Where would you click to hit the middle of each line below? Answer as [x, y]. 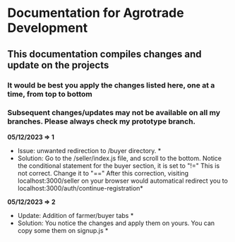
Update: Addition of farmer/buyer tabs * [76, 215]
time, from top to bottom [50, 94]
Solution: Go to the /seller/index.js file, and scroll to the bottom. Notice [120, 158]
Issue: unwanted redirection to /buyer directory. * [89, 150]
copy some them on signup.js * [63, 230]
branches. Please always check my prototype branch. [102, 121]
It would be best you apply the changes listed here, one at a [111, 85]
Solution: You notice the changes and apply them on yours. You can [116, 223]
